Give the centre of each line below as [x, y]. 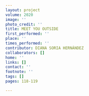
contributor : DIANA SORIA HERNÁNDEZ [44, 48]
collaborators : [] [25, 53]
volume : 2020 [19, 15]
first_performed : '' [28, 34]
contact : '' [18, 67]
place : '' [16, 39]
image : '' [16, 19]
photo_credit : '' [24, 24]
